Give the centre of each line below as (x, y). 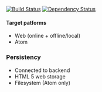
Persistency (23, 57)
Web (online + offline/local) (47, 36)
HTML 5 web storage (40, 76)
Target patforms (26, 22)
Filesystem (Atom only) (42, 83)
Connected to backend (42, 70)
